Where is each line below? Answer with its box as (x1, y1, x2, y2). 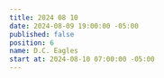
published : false (9, 30, 75, 39)
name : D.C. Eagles (9, 47, 78, 56)
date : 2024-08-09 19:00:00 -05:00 (9, 22, 140, 30)
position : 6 (9, 38, 54, 48)
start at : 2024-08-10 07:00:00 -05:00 (9, 55, 155, 64)
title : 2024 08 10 (9, 13, 78, 22)
